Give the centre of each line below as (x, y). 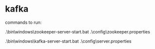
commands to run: (23, 22)
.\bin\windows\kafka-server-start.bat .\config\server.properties (68, 41)
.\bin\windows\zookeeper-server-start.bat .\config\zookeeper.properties (77, 32)
